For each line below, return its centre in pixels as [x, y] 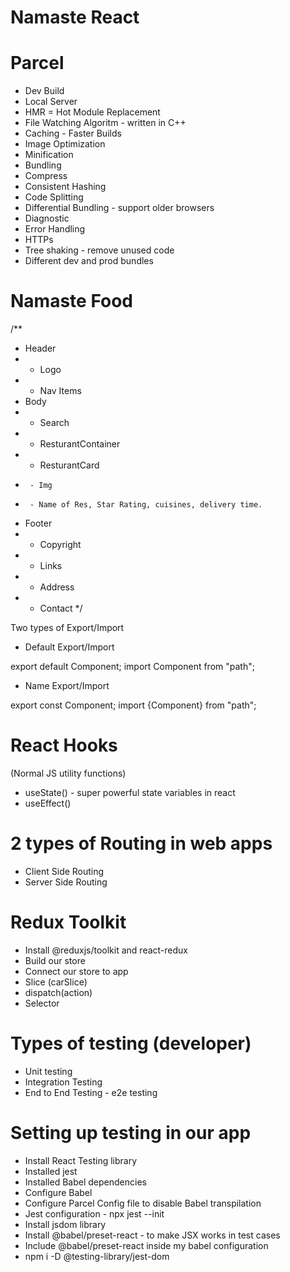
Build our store [55, 960]
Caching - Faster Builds [73, 133]
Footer [38, 523]
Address [57, 587]
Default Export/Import [69, 647]
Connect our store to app [76, 971]
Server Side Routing [66, 882]
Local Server [51, 102]
